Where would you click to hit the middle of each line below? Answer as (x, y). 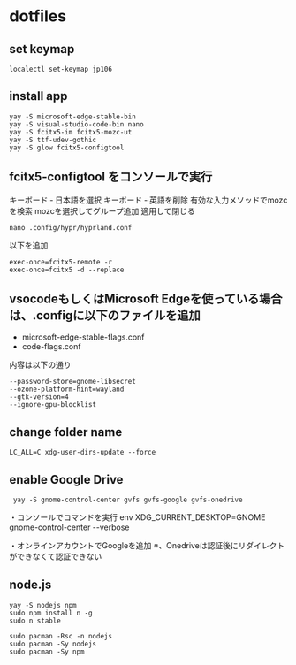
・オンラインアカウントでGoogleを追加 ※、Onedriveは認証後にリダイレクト (147, 546)
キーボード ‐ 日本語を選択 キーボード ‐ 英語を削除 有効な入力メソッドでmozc (148, 200)
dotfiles (38, 16)
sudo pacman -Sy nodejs (53, 644)
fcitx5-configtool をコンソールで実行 (111, 177)
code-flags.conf (51, 347)
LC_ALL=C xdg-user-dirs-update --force (83, 453)
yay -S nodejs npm (43, 605)
